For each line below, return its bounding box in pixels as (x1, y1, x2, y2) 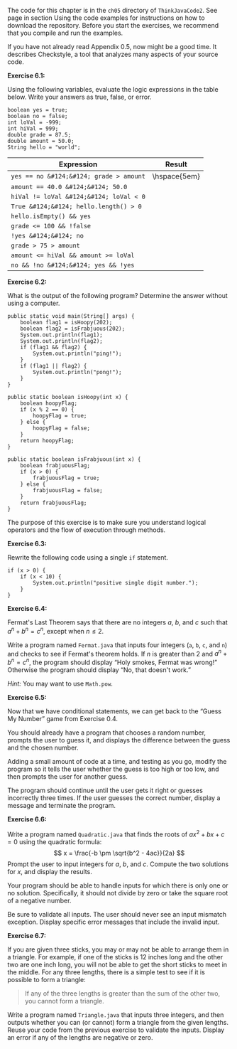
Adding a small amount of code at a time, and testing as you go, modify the (7, 757, 227, 765)
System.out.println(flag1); (20, 331, 103, 339)
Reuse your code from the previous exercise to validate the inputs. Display (7, 1026, 225, 1034)
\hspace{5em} (152, 171, 201, 181)
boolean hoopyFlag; (20, 400, 78, 407)
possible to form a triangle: (7, 975, 87, 984)
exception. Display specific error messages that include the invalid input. (7, 917, 220, 926)
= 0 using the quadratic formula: (7, 837, 102, 846)
